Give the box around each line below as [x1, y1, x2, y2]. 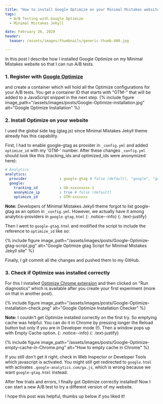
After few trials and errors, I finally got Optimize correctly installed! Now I [5, 379, 151, 385]
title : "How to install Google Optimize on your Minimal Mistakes [5, 7, 142, 12]
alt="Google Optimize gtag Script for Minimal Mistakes [38, 242, 147, 248]
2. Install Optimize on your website [5, 117, 89, 124]
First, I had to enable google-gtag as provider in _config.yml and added [5, 143, 148, 148]
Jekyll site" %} [5, 248, 34, 254]
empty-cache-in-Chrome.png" [5, 344, 66, 350]
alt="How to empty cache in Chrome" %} [67, 344, 149, 350]
